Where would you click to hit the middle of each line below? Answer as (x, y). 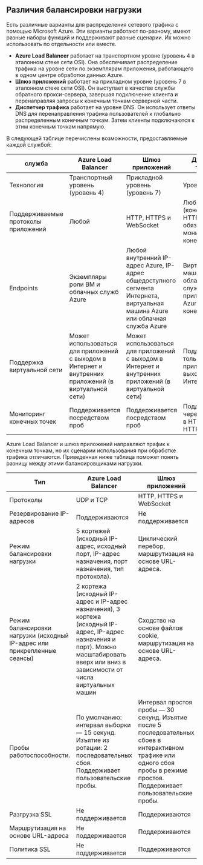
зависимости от (99, 669)
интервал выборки (103, 725)
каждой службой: (29, 144)
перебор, (152, 546)
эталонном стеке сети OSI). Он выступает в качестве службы (95, 88)
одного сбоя (156, 763)
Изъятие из (93, 740)
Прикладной (144, 177)
